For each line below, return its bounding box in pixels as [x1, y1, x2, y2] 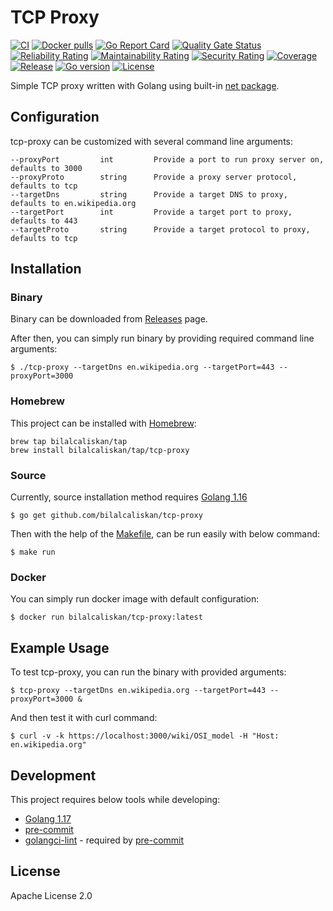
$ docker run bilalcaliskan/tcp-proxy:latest [10, 612, 203, 623]
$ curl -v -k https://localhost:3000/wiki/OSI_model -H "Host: [10, 731, 280, 741]
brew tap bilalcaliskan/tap [10, 436, 128, 446]
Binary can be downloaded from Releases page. [10, 313, 208, 325]
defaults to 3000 [10, 163, 83, 173]
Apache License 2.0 [10, 889, 93, 901]
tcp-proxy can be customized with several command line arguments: [10, 135, 294, 147]
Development [10, 767, 97, 784]
